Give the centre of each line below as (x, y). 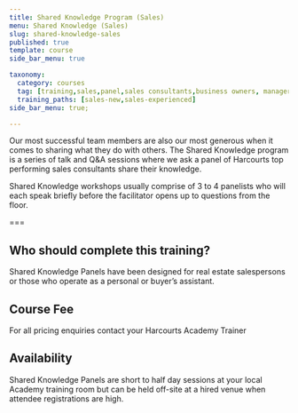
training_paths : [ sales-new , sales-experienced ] (107, 99)
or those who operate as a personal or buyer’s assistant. (112, 282)
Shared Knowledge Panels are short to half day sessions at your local (136, 379)
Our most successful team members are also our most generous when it (141, 141)
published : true (39, 42)
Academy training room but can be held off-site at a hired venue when (137, 389)
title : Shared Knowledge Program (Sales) (87, 17)
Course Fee (42, 309)
